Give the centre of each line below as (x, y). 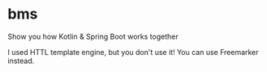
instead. (21, 61)
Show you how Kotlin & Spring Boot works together (93, 36)
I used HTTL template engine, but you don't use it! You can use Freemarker (133, 52)
